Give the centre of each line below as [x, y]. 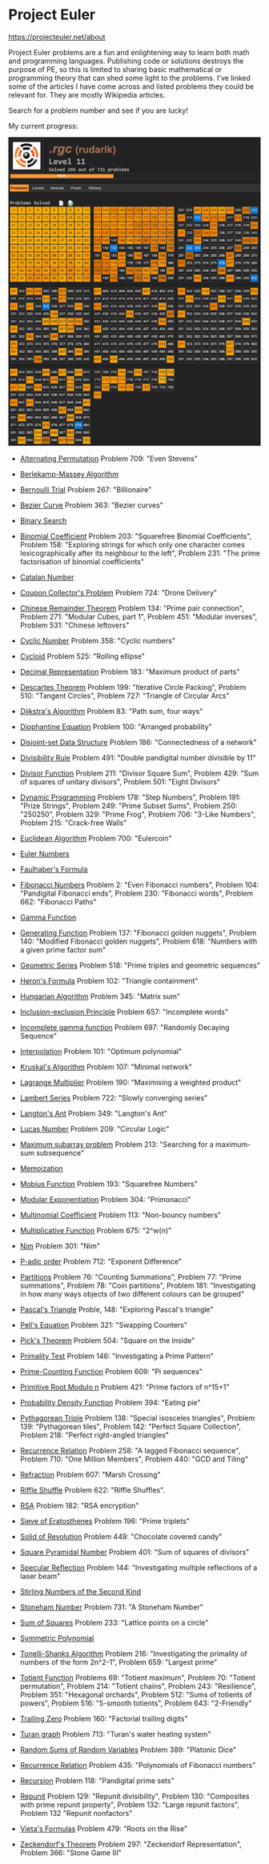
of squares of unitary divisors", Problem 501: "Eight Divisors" [120, 782]
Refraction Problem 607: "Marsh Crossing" [90, 1475]
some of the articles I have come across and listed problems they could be [131, 86]
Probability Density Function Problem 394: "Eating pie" [110, 1403]
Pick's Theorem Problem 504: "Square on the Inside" [107, 1341]
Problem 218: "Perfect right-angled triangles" [94, 1435]
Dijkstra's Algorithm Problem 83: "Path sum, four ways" [111, 712]
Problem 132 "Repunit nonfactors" [76, 1814]
